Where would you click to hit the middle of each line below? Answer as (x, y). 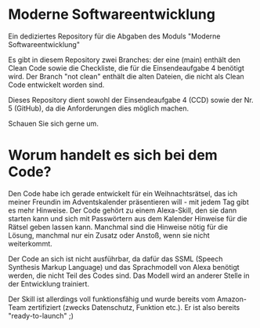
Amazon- (231, 299)
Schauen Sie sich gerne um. (54, 123)
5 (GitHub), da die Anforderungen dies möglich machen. (99, 108)
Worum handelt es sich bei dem (113, 155)
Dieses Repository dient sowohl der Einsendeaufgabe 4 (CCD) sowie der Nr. (131, 100)
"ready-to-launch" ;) (41, 315)
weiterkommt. (30, 243)
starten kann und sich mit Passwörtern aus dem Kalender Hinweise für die (128, 218)
